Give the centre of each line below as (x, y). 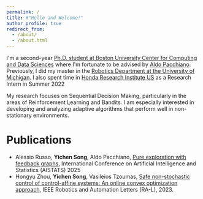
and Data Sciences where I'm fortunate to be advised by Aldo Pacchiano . (99, 64)
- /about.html (30, 40)
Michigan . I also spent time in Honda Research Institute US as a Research (99, 77)
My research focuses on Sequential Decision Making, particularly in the (97, 96)
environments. (51, 115)
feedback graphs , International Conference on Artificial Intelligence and (105, 163)
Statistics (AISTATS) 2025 (48, 170)
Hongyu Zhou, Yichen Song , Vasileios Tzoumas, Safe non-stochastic (102, 176)
